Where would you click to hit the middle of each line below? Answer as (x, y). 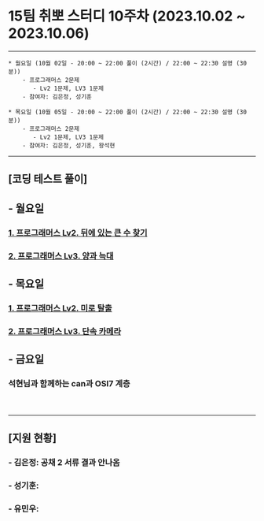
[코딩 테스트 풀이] (48, 179)
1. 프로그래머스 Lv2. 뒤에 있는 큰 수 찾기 (78, 233)
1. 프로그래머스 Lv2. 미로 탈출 (60, 308)
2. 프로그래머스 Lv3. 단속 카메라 (65, 331)
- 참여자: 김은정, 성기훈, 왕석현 (69, 145)
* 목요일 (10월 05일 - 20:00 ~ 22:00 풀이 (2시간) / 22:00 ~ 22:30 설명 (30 (128, 112)
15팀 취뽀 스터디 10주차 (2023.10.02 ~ (127, 16)
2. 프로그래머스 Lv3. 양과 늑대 (61, 255)
